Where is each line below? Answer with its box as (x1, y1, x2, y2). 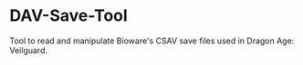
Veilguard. (9, 44, 48, 55)
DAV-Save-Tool (9, 5, 128, 26)
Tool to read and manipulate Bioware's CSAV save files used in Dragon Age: (9, 35, 295, 46)
